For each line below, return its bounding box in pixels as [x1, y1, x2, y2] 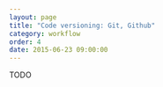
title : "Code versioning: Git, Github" [9, 21, 156, 30]
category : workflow [9, 29, 81, 38]
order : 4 [9, 37, 41, 47]
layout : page [9, 12, 57, 22]
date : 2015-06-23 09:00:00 [9, 46, 108, 54]
